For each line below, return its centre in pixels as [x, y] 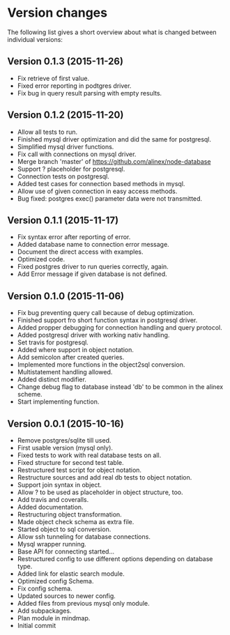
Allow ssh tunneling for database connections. [84, 537]
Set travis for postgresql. [53, 342]
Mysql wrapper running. [52, 544]
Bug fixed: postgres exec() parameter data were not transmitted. [110, 198]
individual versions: [35, 39]
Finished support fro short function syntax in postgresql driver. [107, 320]
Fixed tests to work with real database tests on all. [89, 455]
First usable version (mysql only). [65, 448]
